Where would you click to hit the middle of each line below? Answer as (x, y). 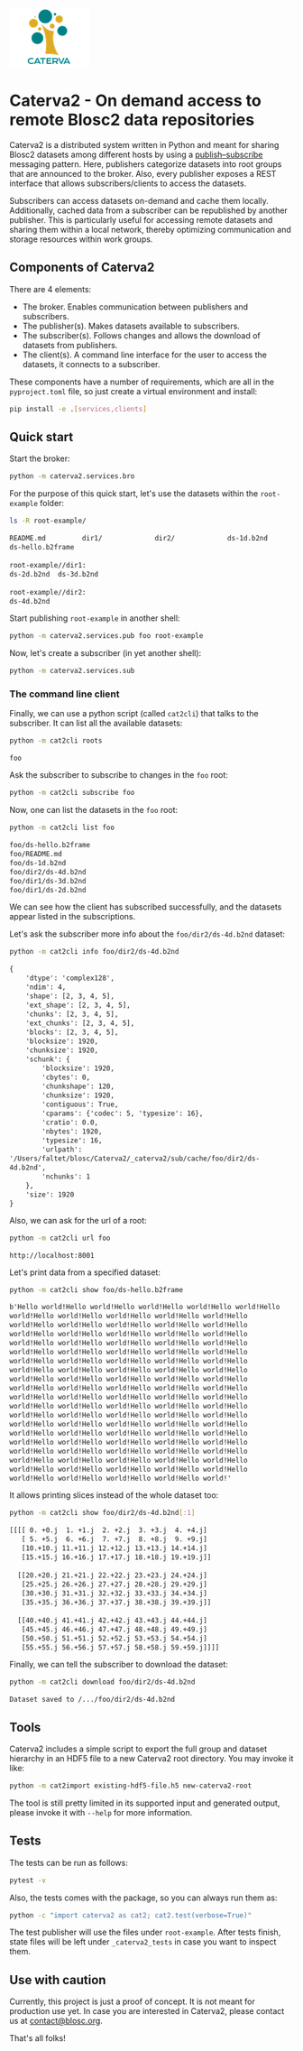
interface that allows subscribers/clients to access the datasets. (128, 183)
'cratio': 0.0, (70, 1123)
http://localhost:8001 (52, 1255)
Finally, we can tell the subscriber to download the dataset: (119, 1665)
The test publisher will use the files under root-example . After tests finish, (145, 1932)
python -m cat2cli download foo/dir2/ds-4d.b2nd (102, 1682)
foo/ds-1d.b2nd (38, 863)
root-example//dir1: (48, 566)
